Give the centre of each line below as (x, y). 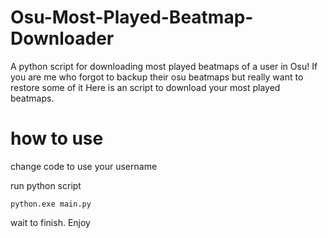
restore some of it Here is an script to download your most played (145, 87)
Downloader (62, 38)
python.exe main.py (51, 204)
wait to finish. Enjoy (50, 222)
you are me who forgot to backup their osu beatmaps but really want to (157, 77)
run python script (46, 185)
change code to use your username (84, 166)
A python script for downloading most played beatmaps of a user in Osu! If (164, 66)
